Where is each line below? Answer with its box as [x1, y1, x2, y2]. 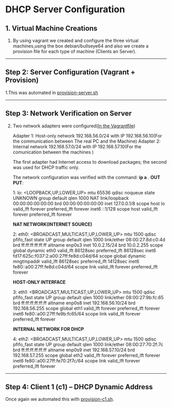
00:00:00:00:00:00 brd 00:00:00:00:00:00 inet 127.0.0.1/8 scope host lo [12, 200, 165, 207]
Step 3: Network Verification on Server [5, 109, 132, 118]
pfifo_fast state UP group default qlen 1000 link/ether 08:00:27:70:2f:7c [12, 341, 164, 347]
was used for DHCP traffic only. [12, 164, 80, 170]
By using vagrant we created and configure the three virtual [12, 37, 139, 43]
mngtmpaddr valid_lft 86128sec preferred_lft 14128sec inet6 [12, 258, 140, 264]
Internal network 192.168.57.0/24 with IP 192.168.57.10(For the [12, 143, 142, 149]
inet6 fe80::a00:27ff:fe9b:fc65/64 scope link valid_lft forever [12, 310, 141, 316]
